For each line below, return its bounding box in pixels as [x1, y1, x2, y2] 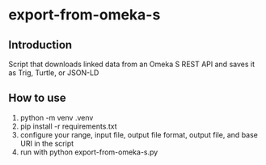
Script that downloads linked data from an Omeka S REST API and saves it [8, 59, 255, 69]
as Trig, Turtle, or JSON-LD [8, 68, 99, 78]
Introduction [8, 38, 73, 52]
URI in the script [19, 138, 74, 148]
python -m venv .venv [19, 112, 94, 122]
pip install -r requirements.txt [19, 121, 117, 131]
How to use [8, 91, 66, 105]
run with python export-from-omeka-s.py [19, 147, 158, 157]
